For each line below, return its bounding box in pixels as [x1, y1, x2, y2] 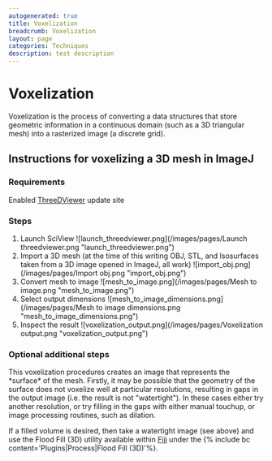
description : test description [8, 50, 114, 58]
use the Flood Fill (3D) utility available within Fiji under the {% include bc [8, 435, 251, 445]
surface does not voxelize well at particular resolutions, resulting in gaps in [8, 385, 259, 394]
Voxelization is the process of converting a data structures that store [8, 111, 238, 121]
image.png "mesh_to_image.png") [19, 285, 135, 295]
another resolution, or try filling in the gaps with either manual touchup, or [8, 402, 256, 411]
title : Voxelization [8, 19, 79, 28]
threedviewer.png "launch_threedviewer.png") [19, 242, 175, 252]
